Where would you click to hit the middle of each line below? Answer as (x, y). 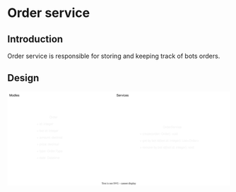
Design (23, 78)
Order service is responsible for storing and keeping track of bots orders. (114, 56)
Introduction (35, 39)
